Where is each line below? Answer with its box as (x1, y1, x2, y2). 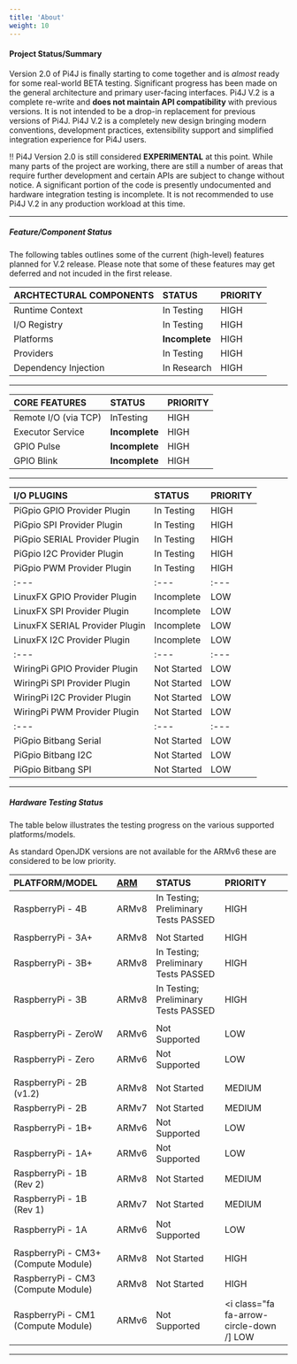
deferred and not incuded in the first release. (9, 267, 172, 279)
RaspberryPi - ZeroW (13, 1028, 103, 1040)
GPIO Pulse (13, 440, 61, 452)
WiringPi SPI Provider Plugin (13, 676, 131, 689)
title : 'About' (9, 12, 65, 22)
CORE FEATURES (13, 396, 87, 408)
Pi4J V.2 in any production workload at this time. (9, 198, 186, 209)
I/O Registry (13, 318, 64, 330)
